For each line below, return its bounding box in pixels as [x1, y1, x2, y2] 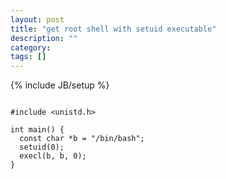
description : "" [10, 33, 78, 43]
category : [10, 42, 52, 53]
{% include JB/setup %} [10, 79, 110, 91]
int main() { [10, 125, 65, 135]
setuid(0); [19, 142, 65, 153]
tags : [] [10, 52, 47, 62]
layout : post [10, 14, 65, 25]
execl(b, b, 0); [19, 151, 87, 161]
